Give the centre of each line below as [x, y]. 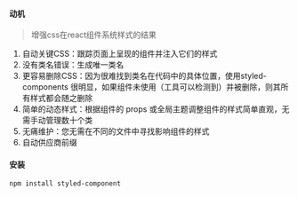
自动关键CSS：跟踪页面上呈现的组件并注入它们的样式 [120, 54]
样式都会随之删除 [61, 98]
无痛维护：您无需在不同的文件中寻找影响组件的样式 [116, 131]
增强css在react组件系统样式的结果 [94, 35]
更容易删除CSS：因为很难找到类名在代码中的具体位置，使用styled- [144, 76]
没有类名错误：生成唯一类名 [73, 65]
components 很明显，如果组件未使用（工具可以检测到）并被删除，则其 [151, 87]
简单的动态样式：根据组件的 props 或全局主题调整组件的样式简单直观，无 [156, 109]
